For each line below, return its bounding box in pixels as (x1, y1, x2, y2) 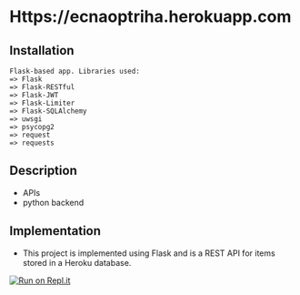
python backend (22, 197, 85, 208)
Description (9, 163, 77, 178)
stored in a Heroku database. (22, 257, 132, 268)
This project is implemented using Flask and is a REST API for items (22, 248, 275, 259)
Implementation (9, 223, 102, 239)
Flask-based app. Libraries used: (9, 66, 141, 76)
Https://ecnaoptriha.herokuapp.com (9, 6, 292, 27)
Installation (9, 43, 75, 58)
